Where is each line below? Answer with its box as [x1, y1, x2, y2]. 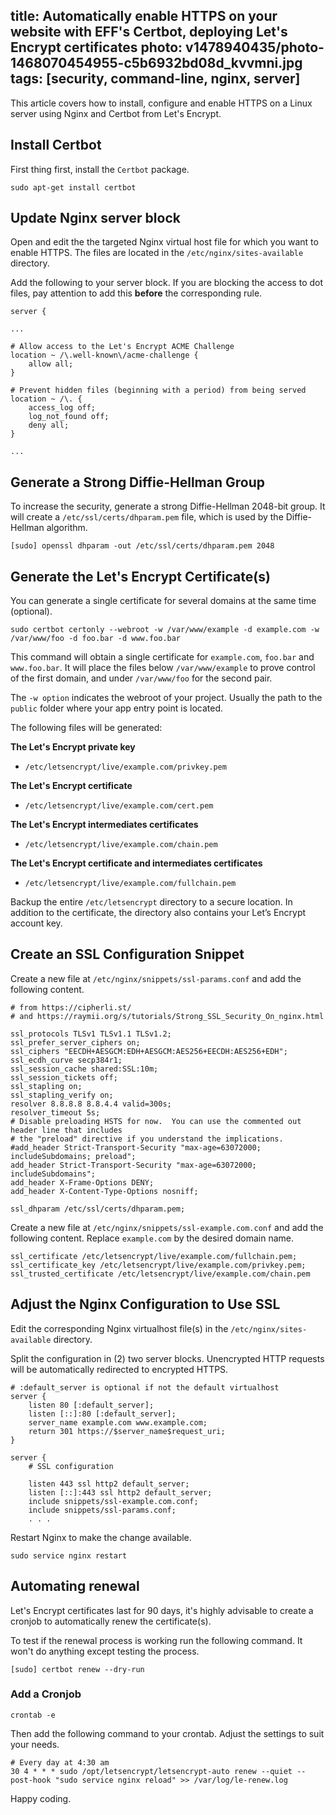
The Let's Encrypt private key [10, 741, 136, 753]
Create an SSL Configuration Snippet [10, 946, 245, 963]
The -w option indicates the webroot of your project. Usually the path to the [10, 692, 323, 704]
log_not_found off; [28, 412, 110, 422]
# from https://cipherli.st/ [10, 1002, 132, 1013]
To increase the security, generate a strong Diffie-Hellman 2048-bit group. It [10, 500, 326, 513]
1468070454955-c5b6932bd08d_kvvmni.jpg [10, 55, 303, 72]
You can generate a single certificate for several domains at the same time [10, 595, 317, 607]
